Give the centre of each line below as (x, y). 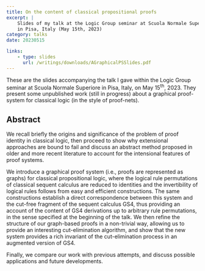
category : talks (27, 35)
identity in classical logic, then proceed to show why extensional (87, 141)
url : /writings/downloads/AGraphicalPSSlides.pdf (87, 62)
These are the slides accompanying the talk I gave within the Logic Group (99, 80)
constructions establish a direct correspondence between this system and (100, 198)
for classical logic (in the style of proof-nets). (83, 100)
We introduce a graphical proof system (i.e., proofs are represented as (95, 172)
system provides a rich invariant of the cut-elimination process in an (92, 237)
